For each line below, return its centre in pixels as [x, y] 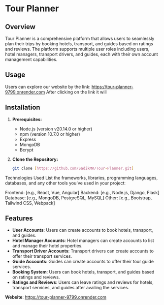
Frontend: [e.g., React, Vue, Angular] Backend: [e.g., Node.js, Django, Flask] [82, 192]
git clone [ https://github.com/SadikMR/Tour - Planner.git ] [73, 168]
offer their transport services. [42, 256]
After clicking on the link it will [76, 92]
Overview [20, 27]
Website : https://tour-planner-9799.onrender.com [56, 297]
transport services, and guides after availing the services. [71, 288]
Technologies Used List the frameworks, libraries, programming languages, [82, 178]
